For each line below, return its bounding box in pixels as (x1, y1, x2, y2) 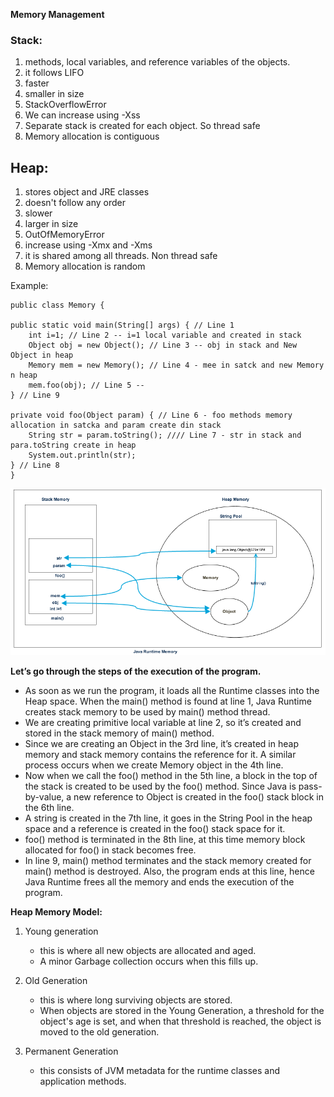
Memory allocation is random (24, 260, 146, 273)
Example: (10, 280, 49, 292)
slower (24, 207, 53, 219)
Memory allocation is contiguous (24, 130, 160, 143)
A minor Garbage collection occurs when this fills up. (39, 955, 259, 968)
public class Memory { (10, 300, 105, 311)
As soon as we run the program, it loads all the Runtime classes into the (24, 685, 320, 697)
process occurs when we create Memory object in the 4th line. (24, 759, 284, 771)
